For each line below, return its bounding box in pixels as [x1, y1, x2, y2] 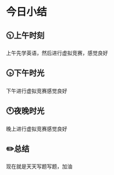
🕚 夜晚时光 [6, 106, 45, 116]
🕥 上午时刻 [6, 30, 45, 40]
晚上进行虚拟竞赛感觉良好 [6, 125, 67, 132]
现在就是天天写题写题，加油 [6, 163, 73, 170]
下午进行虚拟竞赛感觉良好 [6, 87, 67, 94]
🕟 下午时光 [6, 68, 45, 78]
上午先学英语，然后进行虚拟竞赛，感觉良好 [6, 50, 108, 56]
